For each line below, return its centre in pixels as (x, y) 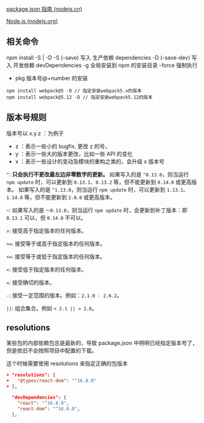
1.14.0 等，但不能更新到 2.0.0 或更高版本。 (61, 197)
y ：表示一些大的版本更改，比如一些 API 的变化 (74, 153)
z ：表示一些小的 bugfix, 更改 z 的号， (63, 146)
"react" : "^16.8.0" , (43, 403)
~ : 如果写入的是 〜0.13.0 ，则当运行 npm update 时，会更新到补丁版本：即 (97, 210)
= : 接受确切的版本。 (31, 282)
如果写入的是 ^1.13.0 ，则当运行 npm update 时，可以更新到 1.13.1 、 (103, 189)
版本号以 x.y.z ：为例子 (35, 133)
